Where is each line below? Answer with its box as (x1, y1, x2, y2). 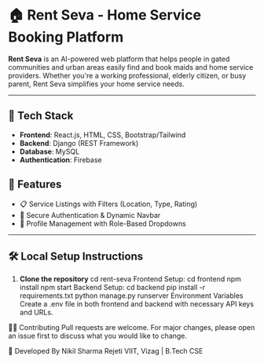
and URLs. (19, 307, 53, 318)
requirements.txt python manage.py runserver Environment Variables (19, 291, 244, 300)
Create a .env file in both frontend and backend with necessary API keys (19, 299, 254, 309)
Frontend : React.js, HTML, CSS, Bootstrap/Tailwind (19, 130, 186, 140)
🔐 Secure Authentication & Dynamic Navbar (19, 210, 161, 220)
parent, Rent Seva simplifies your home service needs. (8, 79, 185, 89)
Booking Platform (8, 28, 124, 46)
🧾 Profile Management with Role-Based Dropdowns (19, 219, 186, 228)
